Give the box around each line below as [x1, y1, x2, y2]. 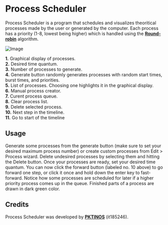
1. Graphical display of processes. [5, 55, 76, 61]
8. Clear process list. [5, 98, 49, 104]
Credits [5, 200, 29, 209]
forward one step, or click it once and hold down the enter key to [5, 169, 140, 175]
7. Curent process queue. [5, 93, 58, 99]
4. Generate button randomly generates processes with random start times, [5, 71, 162, 77]
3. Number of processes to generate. [5, 66, 83, 72]
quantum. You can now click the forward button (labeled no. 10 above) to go [5, 164, 163, 170]
